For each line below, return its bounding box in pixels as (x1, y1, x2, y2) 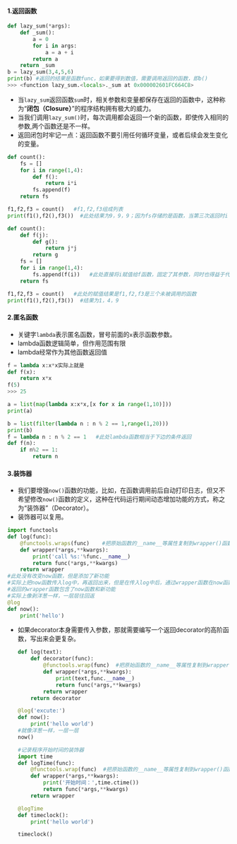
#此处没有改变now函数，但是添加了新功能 (7, 573, 109, 580)
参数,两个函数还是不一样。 (17, 121, 94, 130)
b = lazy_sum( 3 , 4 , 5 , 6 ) (7, 69, 74, 76)
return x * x (20, 375, 52, 382)
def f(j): (20, 232, 49, 239)
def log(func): (7, 533, 52, 540)
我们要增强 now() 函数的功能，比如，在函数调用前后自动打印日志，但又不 (17, 486, 226, 494)
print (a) (7, 407, 33, 415)
